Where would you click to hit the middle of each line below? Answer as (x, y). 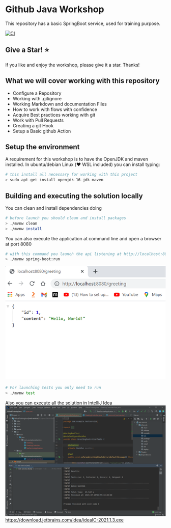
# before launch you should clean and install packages (66, 218)
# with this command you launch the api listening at (64, 254)
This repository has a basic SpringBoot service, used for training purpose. (83, 23)
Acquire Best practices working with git (54, 115)
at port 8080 (19, 244)
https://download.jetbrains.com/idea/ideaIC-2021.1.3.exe (64, 520)
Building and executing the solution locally (74, 196)
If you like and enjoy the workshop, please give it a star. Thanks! (73, 65)
